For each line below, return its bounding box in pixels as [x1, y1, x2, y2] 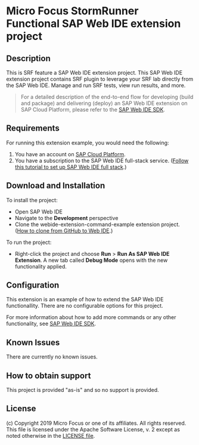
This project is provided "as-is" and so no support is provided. [6, 387, 159, 394]
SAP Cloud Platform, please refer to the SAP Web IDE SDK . [20, 106, 166, 113]
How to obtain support [6, 370, 91, 381]
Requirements [6, 123, 60, 134]
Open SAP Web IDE [14, 208, 63, 215]
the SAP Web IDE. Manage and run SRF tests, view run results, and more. [6, 82, 186, 89]
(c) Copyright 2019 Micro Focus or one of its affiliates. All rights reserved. [6, 419, 186, 427]
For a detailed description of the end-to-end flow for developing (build [20, 94, 194, 100]
